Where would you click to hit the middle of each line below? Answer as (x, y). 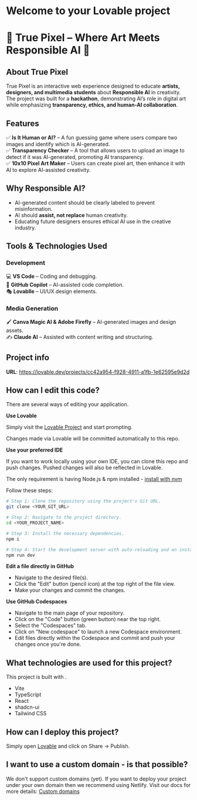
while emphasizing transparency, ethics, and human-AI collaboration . (92, 105)
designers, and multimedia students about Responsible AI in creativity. (94, 92)
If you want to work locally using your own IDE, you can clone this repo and (97, 462)
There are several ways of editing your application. (67, 404)
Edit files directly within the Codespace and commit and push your (95, 638)
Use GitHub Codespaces (37, 602)
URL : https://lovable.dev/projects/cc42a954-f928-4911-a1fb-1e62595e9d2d (98, 371)
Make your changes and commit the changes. (70, 590)
